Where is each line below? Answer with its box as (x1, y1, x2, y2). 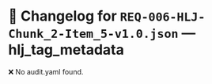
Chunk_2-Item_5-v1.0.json (8, 27, 179, 42)
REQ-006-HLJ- (119, 10, 206, 25)
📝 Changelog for (8, 7, 117, 25)
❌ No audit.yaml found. (8, 67, 84, 76)
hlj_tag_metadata (8, 41, 124, 59)
